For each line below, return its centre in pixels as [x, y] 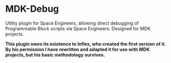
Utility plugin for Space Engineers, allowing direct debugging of [72, 23]
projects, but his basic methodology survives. [55, 55]
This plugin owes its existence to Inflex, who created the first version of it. [86, 44]
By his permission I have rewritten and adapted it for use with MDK [78, 49]
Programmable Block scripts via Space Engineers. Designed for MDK [78, 28]
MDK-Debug [32, 9]
